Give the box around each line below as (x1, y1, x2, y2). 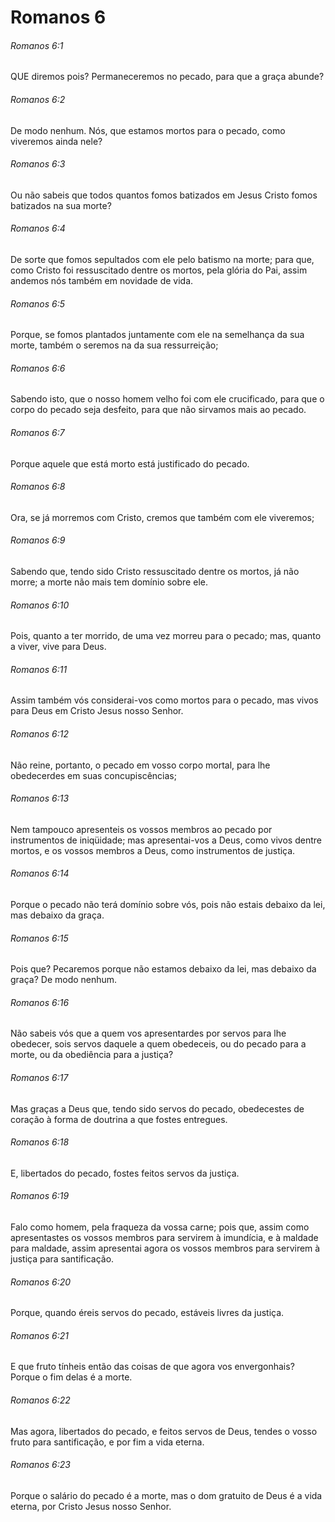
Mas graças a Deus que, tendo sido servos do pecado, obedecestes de (10, 1102, 305, 1115)
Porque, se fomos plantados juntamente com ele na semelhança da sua (10, 329, 305, 341)
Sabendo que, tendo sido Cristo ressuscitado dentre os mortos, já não (10, 566, 300, 578)
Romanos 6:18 (10, 1136, 70, 1148)
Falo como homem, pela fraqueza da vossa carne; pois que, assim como (10, 1221, 310, 1233)
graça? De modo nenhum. (10, 974, 118, 986)
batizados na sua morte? (10, 199, 112, 211)
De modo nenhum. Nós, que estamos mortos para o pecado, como (10, 124, 286, 136)
